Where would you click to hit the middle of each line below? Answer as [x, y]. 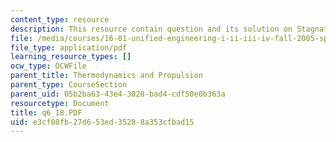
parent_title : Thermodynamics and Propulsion [106, 76]
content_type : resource [60, 19]
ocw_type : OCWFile [48, 66]
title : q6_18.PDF [46, 112]
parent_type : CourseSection [69, 85]
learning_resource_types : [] [71, 57]
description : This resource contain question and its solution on [151, 29]
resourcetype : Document [60, 103]
